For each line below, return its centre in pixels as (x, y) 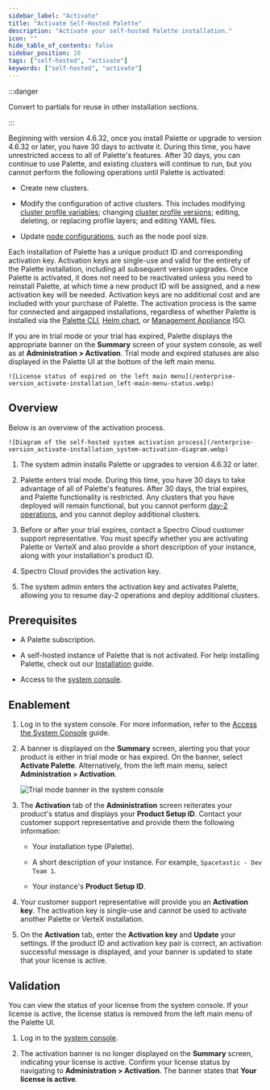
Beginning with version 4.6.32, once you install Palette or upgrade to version (135, 138)
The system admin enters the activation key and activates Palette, (129, 586)
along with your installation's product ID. (87, 555)
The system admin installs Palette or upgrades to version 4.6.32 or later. (139, 464)
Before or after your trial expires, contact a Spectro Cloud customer (132, 529)
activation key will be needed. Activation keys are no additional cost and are (134, 294)
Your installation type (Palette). (83, 847)
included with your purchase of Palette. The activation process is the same (132, 303)
